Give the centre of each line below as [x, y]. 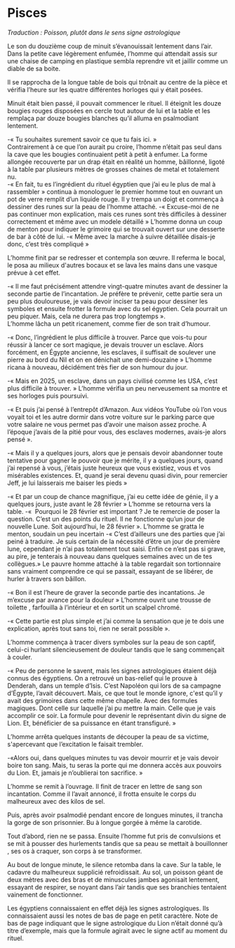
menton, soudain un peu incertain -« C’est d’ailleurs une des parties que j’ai [116, 533]
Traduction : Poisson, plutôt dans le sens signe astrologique [94, 32]
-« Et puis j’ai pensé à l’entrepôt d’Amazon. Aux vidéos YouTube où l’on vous [117, 409]
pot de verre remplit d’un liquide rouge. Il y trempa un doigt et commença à [116, 199]
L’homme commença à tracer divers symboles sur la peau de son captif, [112, 642]
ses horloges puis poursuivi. [48, 396]
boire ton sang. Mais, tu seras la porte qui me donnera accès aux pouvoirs [115, 765]
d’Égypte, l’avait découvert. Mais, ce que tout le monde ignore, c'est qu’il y [115, 693]
